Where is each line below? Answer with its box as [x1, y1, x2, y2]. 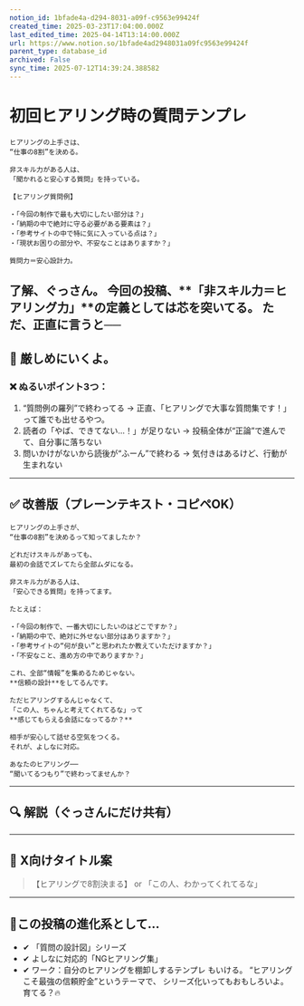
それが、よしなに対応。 [9, 742, 84, 751]
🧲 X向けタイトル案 [9, 853, 113, 868]
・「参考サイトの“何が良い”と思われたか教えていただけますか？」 [9, 641, 215, 651]
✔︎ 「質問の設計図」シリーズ [22, 942, 127, 953]
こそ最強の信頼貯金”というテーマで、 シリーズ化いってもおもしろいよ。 [22, 976, 289, 987]
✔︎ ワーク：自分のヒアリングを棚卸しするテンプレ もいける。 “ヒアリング [22, 964, 293, 975]
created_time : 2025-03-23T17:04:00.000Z [9, 22, 165, 31]
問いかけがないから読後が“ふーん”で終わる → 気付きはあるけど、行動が [22, 448, 288, 459]
